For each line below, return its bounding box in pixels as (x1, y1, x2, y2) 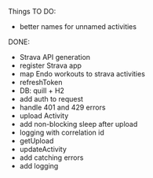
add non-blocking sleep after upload (19, 120, 138, 128)
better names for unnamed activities (19, 22, 137, 31)
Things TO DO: (8, 7, 56, 16)
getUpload (19, 136, 54, 145)
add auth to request (19, 95, 84, 103)
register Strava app (19, 61, 82, 70)
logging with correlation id (19, 128, 104, 137)
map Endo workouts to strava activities (19, 69, 145, 78)
